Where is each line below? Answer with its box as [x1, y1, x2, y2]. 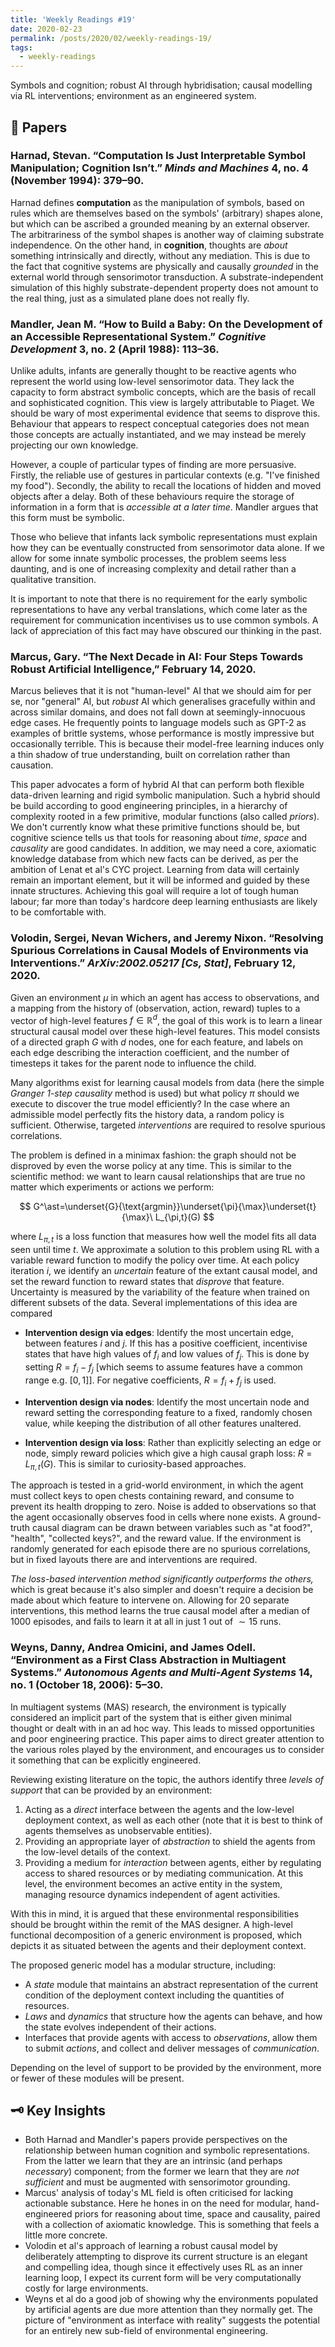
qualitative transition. [10, 574, 97, 586]
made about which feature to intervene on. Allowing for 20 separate [10, 1594, 290, 1606]
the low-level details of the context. [24, 1846, 171, 1858]
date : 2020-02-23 [10, 24, 83, 34]
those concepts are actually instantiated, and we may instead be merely [10, 429, 307, 441]
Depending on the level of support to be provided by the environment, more [10, 2061, 322, 2073]
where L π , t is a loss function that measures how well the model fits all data [10, 1231, 317, 1245]
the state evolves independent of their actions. [24, 2021, 217, 2033]
